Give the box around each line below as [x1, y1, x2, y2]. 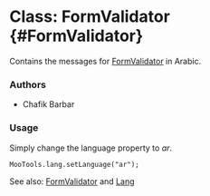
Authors [9, 78, 47, 91]
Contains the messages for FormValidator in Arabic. [9, 55, 202, 66]
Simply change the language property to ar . [9, 142, 173, 153]
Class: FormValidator [9, 6, 170, 27]
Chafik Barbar [22, 99, 75, 110]
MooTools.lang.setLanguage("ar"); [9, 160, 140, 169]
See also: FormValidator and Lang [9, 175, 135, 187]
